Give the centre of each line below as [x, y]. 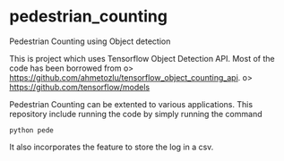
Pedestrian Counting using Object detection [90, 41]
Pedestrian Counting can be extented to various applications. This [131, 104]
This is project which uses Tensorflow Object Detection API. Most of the [142, 58]
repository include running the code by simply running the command [136, 114]
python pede [31, 130]
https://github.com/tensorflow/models [80, 87]
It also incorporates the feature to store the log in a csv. [112, 147]
